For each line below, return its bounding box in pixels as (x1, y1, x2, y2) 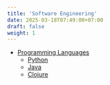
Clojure (27, 70, 48, 79)
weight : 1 (7, 29, 36, 37)
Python (27, 56, 48, 64)
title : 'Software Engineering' (7, 10, 98, 17)
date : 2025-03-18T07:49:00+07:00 (7, 17, 104, 23)
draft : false (7, 23, 45, 30)
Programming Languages (17, 48, 90, 57)
